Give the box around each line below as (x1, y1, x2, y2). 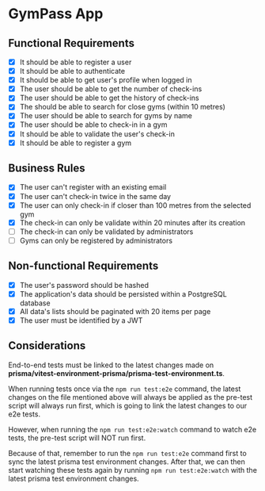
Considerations (8, 339, 86, 353)
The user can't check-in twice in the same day (19, 191, 172, 201)
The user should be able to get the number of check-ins (19, 84, 203, 94)
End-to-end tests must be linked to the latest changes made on (8, 360, 214, 370)
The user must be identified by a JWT (19, 315, 143, 325)
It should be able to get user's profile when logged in (19, 75, 192, 85)
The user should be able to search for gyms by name (19, 111, 192, 121)
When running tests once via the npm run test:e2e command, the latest (8, 384, 241, 393)
